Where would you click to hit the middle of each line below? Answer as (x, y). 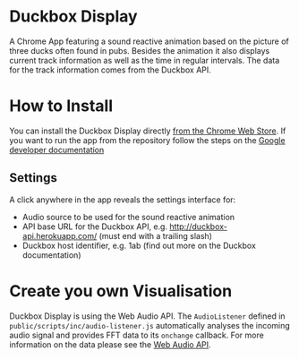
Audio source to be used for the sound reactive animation (128, 217)
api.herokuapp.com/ (60, 235)
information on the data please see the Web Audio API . (111, 344)
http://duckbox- (199, 227)
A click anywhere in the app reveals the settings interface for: (123, 200)
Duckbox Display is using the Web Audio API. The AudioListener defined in (147, 316)
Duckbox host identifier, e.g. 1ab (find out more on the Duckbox (139, 245)
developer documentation (57, 150)
